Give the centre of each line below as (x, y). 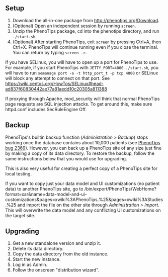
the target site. (20, 215)
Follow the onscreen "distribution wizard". (56, 270)
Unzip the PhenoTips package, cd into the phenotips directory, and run (86, 31)
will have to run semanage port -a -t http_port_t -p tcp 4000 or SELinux (82, 73)
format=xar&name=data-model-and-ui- (46, 194)
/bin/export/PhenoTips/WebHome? (120, 189)
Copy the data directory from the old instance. (60, 254)
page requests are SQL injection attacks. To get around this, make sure (79, 104)
